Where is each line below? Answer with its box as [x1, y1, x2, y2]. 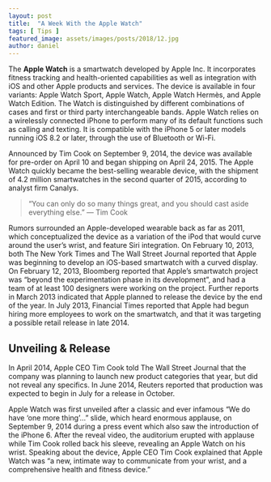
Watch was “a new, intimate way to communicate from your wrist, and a [8, 455, 248, 466]
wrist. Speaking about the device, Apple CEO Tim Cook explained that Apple [8, 447, 263, 457]
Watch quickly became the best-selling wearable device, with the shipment [8, 166, 259, 176]
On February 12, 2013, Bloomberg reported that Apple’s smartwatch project [8, 267, 259, 276]
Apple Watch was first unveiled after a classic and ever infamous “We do [8, 404, 251, 414]
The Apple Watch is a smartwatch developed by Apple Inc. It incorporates [8, 64, 256, 74]
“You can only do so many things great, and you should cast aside [28, 199, 249, 209]
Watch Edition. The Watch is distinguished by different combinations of [8, 99, 245, 109]
